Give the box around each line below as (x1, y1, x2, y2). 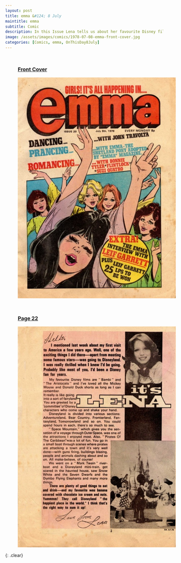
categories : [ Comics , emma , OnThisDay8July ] (5, 40, 100, 45)
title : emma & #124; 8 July (5, 13, 62, 19)
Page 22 (18, 315, 39, 322)
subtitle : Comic (5, 24, 39, 29)
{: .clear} (5, 552, 24, 558)
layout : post (5, 8, 33, 13)
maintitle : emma (5, 19, 39, 24)
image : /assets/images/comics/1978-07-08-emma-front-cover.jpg (5, 35, 140, 40)
